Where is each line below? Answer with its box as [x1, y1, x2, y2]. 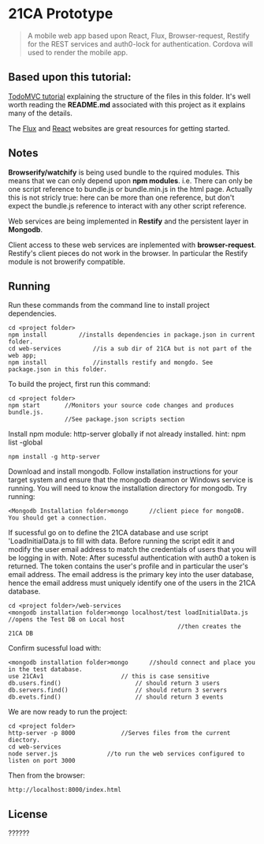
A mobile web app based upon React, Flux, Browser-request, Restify [27, 31, 250, 40]
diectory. [8, 736, 41, 745]
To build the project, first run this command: [8, 380, 151, 389]
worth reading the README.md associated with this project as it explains [8, 99, 246, 109]
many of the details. [8, 108, 73, 118]
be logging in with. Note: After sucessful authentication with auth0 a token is [8, 553, 256, 563]
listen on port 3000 [8, 757, 76, 765]
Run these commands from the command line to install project [8, 301, 210, 310]
